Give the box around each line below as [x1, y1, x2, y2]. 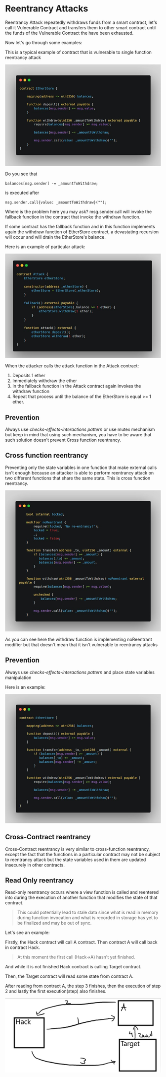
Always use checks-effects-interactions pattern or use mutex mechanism [5, 426, 155, 432]
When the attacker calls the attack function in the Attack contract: [5, 363, 139, 369]
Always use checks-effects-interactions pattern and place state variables [5, 669, 155, 675]
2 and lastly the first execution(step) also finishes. [5, 988, 107, 994]
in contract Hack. [5, 944, 41, 950]
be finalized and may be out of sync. [17, 920, 92, 926]
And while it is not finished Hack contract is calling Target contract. [5, 964, 142, 970]
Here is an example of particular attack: [5, 244, 85, 250]
